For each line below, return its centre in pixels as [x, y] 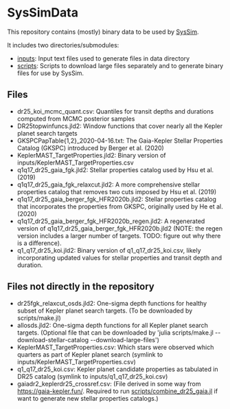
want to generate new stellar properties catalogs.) [88, 398]
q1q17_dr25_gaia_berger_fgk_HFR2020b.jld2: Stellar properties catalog [117, 199]
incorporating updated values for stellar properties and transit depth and [119, 258]
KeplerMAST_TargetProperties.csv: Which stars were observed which [115, 347]
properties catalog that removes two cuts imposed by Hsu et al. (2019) [117, 191]
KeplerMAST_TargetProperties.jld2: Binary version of [91, 155]
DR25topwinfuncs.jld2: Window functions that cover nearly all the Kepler [120, 126]
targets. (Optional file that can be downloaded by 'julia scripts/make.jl [115, 333]
